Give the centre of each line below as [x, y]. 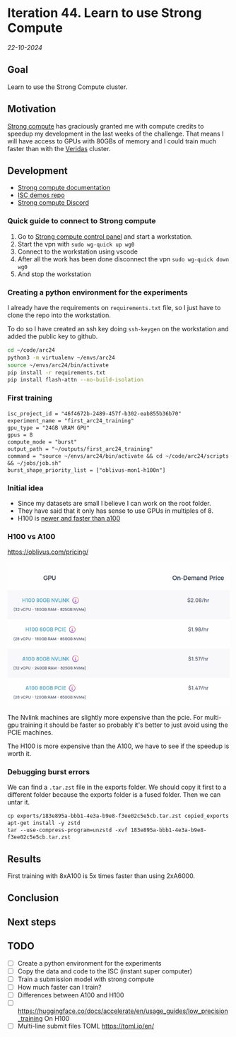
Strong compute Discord [53, 203]
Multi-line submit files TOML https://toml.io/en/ [85, 1026]
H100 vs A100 [31, 536]
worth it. [19, 753]
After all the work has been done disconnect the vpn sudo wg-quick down [123, 259]
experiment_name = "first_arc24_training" [71, 421]
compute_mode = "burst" [42, 442]
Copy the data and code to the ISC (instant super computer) [105, 971]
